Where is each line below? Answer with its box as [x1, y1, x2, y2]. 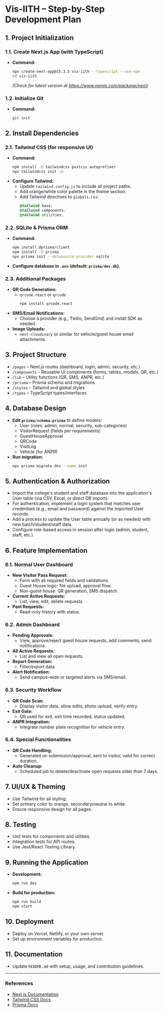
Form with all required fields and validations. [19, 577, 110, 583]
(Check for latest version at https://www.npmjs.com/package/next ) [12, 82, 149, 88]
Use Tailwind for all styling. [12, 796, 67, 802]
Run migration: [12, 454, 43, 460]
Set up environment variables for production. [12, 936, 103, 942]
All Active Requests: [12, 648, 55, 654]
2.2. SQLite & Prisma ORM [5, 224, 68, 231]
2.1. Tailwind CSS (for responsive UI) [5, 144, 93, 151]
